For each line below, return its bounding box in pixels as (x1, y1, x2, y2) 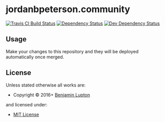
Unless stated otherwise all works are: (6, 82, 86, 88)
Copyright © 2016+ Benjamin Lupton (13, 92, 90, 98)
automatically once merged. (6, 54, 64, 60)
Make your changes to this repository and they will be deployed (6, 48, 139, 54)
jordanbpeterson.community (6, 4, 130, 15)
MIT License (13, 111, 40, 117)
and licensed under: (6, 101, 48, 107)
